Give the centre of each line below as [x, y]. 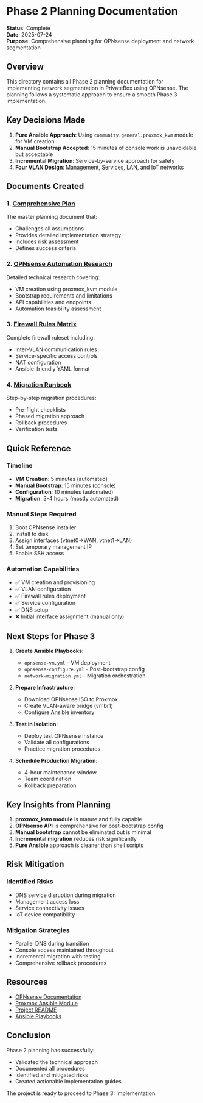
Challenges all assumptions [49, 229]
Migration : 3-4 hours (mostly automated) [67, 498]
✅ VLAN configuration [43, 589]
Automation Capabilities [43, 569]
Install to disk [32, 534]
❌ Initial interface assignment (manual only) [70, 616]
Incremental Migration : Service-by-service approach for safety [95, 160]
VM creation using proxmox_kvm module [66, 289]
